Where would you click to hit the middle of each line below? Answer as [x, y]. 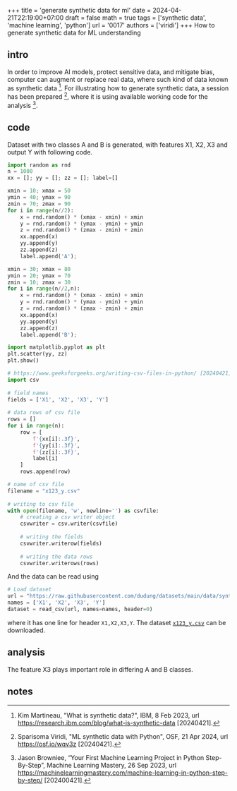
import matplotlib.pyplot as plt [56, 348]
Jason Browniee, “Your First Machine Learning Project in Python [111, 757]
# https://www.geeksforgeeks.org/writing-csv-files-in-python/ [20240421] [120, 373]
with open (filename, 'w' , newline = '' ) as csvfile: [83, 511]
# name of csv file [36, 485]
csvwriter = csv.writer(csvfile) [69, 524]
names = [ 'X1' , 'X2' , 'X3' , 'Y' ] [56, 603]
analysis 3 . [23, 105]
